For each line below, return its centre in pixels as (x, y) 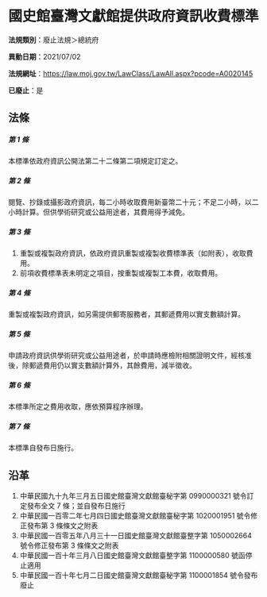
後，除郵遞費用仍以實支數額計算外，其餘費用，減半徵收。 (102, 365)
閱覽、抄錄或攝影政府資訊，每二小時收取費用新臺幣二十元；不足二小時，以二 (133, 202)
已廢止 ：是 (26, 90)
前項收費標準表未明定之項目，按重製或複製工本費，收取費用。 (121, 273)
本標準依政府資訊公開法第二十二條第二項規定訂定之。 (95, 161)
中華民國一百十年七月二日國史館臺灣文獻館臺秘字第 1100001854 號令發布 (139, 575)
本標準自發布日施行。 (43, 448)
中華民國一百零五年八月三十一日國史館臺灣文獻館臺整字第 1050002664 (136, 535)
